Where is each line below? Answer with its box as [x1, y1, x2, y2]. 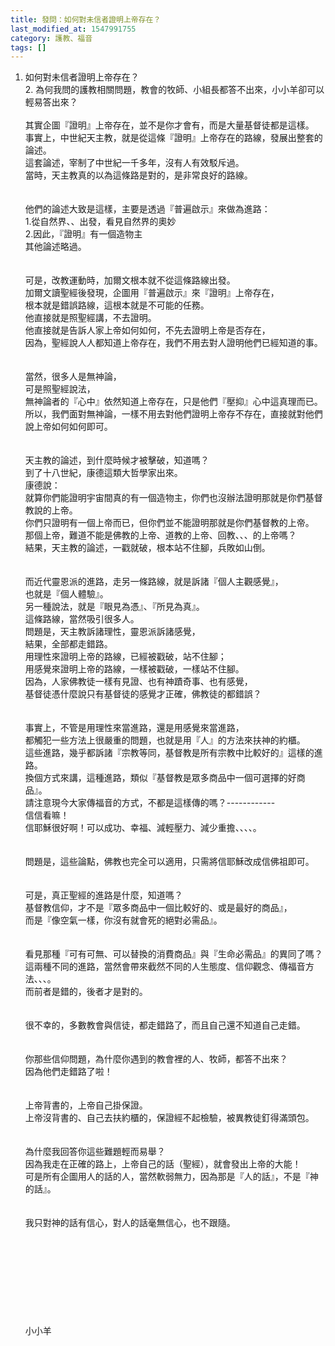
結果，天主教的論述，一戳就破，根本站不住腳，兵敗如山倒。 [24, 542, 271, 554]
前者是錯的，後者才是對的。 [33, 986, 148, 998]
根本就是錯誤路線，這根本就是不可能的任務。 [24, 299, 210, 311]
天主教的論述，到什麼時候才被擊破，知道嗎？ [24, 454, 210, 466]
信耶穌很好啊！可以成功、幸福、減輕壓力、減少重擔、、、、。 [24, 822, 262, 834]
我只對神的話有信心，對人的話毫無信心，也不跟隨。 [24, 1217, 236, 1229]
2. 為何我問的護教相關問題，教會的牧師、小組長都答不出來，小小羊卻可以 [24, 84, 325, 96]
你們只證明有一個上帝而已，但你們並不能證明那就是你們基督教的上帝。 [24, 517, 315, 529]
